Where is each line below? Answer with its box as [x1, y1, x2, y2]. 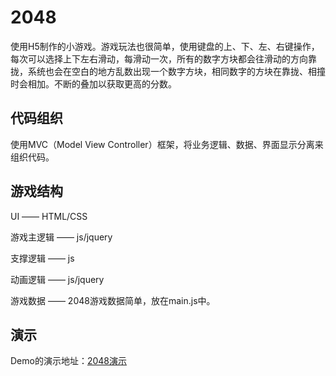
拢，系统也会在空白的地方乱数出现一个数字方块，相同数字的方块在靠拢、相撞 [10, 65, 326, 77]
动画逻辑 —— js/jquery [10, 273, 105, 285]
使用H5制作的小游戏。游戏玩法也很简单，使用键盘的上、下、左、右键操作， [10, 40, 320, 52]
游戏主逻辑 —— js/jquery [10, 231, 113, 243]
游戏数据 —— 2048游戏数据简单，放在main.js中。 [10, 294, 216, 306]
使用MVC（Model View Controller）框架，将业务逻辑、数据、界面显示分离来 [10, 138, 324, 150]
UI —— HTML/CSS [10, 210, 88, 222]
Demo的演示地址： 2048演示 [10, 355, 128, 367]
